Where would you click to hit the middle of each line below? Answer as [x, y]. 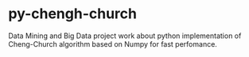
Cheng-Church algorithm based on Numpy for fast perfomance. [113, 44]
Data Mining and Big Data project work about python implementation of [125, 36]
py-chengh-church [73, 14]
